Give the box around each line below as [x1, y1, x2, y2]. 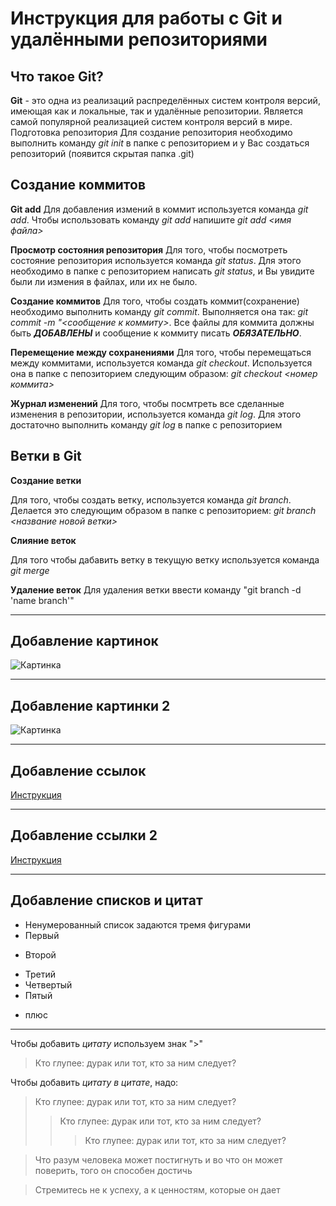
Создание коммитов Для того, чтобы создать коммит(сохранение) [10, 295, 300, 307]
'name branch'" [10, 594, 75, 606]
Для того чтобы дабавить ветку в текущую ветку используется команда [10, 553, 320, 566]
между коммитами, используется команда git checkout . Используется [10, 357, 313, 369]
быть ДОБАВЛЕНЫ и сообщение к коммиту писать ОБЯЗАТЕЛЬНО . [10, 327, 302, 339]
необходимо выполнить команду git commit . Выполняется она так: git [10, 305, 309, 317]
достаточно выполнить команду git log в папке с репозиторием [10, 418, 283, 431]
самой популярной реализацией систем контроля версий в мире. [10, 116, 293, 127]
